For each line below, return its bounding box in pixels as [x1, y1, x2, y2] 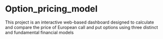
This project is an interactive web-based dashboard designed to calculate [5, 19, 154, 25]
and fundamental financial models [5, 29, 74, 35]
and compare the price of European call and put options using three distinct [5, 24, 158, 30]
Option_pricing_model [5, 3, 98, 14]
